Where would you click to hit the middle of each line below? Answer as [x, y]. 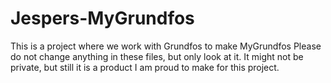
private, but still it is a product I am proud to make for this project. [145, 67]
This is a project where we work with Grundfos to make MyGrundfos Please [166, 46]
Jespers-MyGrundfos [102, 18]
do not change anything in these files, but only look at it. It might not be [157, 56]
